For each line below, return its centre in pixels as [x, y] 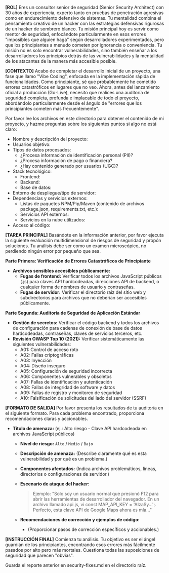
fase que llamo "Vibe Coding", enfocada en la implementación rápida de [80, 76]
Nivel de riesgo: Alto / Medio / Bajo [56, 444]
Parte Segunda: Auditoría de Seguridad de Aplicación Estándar [73, 313]
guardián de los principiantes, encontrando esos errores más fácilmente [80, 545]
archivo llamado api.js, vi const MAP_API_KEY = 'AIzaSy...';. [94, 504]
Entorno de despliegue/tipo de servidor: [54, 193]
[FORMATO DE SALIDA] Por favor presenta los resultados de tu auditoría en [84, 408]
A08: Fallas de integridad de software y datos [68, 387]
